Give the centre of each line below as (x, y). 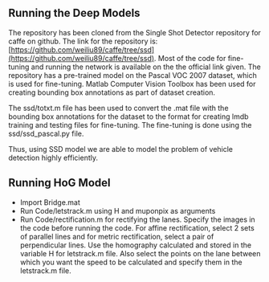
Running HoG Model (59, 183)
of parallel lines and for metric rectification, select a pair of (117, 236)
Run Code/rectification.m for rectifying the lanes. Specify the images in (137, 219)
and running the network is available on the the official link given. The (146, 67)
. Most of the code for (190, 58)
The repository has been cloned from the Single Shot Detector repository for (134, 32)
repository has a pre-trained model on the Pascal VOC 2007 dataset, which (132, 75)
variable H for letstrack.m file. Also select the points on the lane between (140, 253)
